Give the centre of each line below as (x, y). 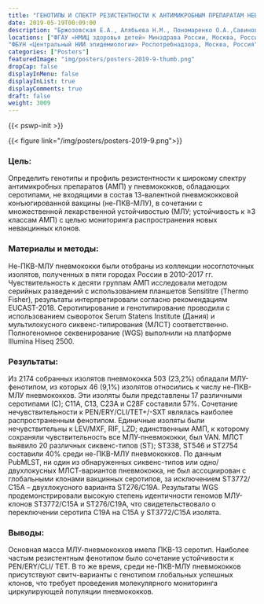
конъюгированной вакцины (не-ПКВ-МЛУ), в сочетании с (105, 203)
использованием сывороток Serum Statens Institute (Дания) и (112, 316)
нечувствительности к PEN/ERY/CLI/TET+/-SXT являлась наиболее (121, 412)
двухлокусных (32, 471)
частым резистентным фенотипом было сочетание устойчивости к (121, 558)
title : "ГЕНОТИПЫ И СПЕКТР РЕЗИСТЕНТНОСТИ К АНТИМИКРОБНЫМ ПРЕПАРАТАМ (126, 15)
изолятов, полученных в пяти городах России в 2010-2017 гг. (111, 274)
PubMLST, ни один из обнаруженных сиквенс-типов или (103, 462)
